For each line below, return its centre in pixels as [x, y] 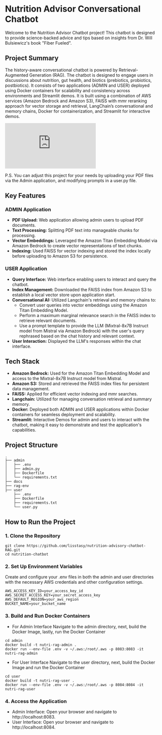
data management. [31, 388]
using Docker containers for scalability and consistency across [68, 90]
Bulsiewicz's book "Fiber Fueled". [38, 43]
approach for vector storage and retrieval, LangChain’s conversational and [79, 106]
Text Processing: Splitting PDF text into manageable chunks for [75, 230]
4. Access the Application [36, 701]
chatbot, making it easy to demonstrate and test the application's [77, 425]
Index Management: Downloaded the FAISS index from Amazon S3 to [82, 289]
